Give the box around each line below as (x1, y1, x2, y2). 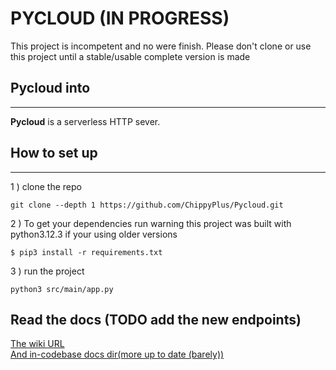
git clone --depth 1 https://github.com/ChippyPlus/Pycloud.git (10, 200, 284, 210)
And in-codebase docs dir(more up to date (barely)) (10, 348, 225, 361)
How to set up (10, 145, 98, 162)
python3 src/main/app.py (10, 284, 114, 294)
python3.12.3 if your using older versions (10, 228, 178, 240)
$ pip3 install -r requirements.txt (10, 247, 163, 257)
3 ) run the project (10, 265, 85, 277)
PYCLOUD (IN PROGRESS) (10, 7, 230, 30)
